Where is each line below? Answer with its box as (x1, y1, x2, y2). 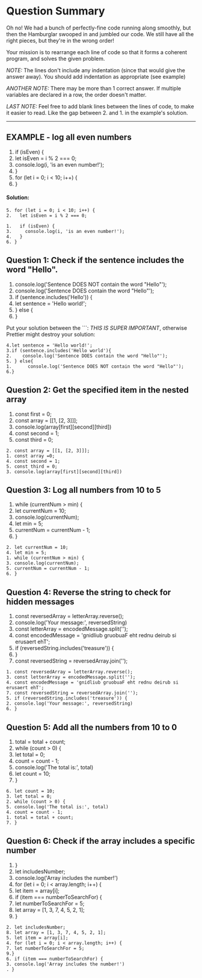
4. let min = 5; (6, 549, 47, 556)
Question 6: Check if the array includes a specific (6, 836, 195, 846)
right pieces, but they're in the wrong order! (6, 37, 114, 44)
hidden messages (6, 596, 75, 607)
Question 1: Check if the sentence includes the (6, 255, 185, 265)
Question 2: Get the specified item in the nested (6, 385, 189, 395)
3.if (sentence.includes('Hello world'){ (6, 347, 112, 353)
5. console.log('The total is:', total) (6, 804, 109, 810)
